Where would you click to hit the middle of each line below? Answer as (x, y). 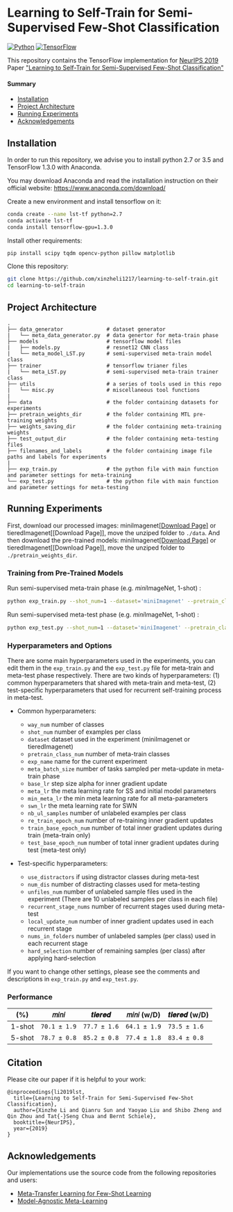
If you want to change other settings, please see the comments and (104, 972)
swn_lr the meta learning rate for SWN (82, 806)
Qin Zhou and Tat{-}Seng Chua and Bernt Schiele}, (82, 1117)
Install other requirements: (45, 240)
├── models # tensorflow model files (94, 342)
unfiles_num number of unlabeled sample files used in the (110, 892)
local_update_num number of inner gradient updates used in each (120, 922)
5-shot (23, 1038)
